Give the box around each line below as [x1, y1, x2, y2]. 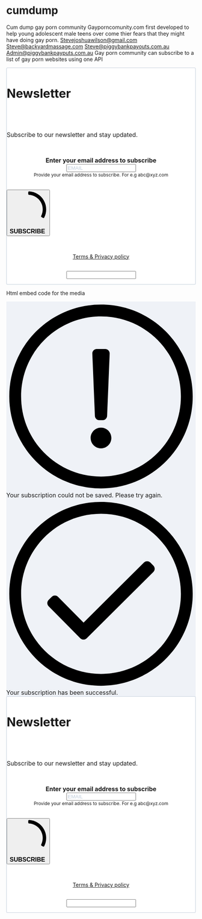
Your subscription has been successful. [6, 688, 118, 697]
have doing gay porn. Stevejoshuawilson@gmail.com [6, 36, 138, 43]
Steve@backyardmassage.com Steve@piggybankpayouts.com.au [6, 43, 170, 50]
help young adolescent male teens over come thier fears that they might [6, 30, 185, 37]
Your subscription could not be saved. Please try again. [6, 491, 163, 499]
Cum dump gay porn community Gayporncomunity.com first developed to [6, 24, 189, 31]
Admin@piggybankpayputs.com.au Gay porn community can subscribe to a [6, 49, 194, 56]
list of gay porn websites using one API [6, 55, 103, 63]
